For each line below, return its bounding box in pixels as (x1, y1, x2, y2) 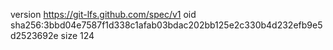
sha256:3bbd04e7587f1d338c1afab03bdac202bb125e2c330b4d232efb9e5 (10, 19, 323, 31)
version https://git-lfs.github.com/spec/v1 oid (10, 9, 197, 20)
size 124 (60, 30, 95, 41)
